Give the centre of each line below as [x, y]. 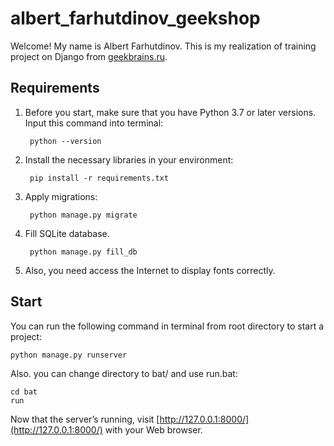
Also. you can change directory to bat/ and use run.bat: [124, 373]
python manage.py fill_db [83, 252]
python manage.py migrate [83, 215]
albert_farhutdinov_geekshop [135, 18]
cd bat [24, 392]
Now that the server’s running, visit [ [85, 419]
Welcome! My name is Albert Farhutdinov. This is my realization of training [163, 46]
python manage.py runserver [69, 355]
